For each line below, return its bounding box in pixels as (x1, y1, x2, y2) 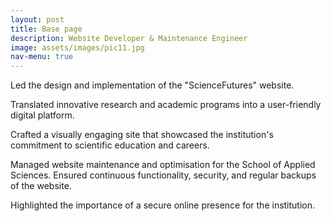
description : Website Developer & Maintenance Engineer (10, 33, 248, 43)
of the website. (10, 180, 72, 192)
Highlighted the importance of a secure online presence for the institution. (10, 199, 316, 211)
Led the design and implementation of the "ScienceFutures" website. (10, 79, 295, 91)
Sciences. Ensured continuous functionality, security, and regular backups (10, 169, 317, 181)
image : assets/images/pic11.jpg (10, 42, 145, 53)
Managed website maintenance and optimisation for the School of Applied (10, 159, 316, 171)
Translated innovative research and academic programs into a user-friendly (10, 99, 322, 111)
